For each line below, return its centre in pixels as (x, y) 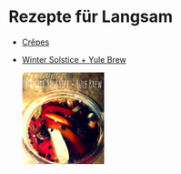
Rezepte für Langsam (91, 17)
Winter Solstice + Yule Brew (74, 59)
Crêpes (35, 42)
